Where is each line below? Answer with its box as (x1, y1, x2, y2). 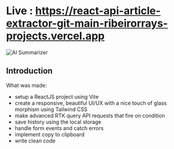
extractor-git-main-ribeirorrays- (6, 17, 168, 30)
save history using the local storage (14, 118, 101, 125)
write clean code (14, 137, 56, 144)
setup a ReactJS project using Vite (14, 93, 99, 100)
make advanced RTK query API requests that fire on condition (14, 112, 165, 119)
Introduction (6, 66, 53, 76)
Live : (6, 4, 34, 18)
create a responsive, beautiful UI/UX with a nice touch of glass (14, 99, 167, 106)
